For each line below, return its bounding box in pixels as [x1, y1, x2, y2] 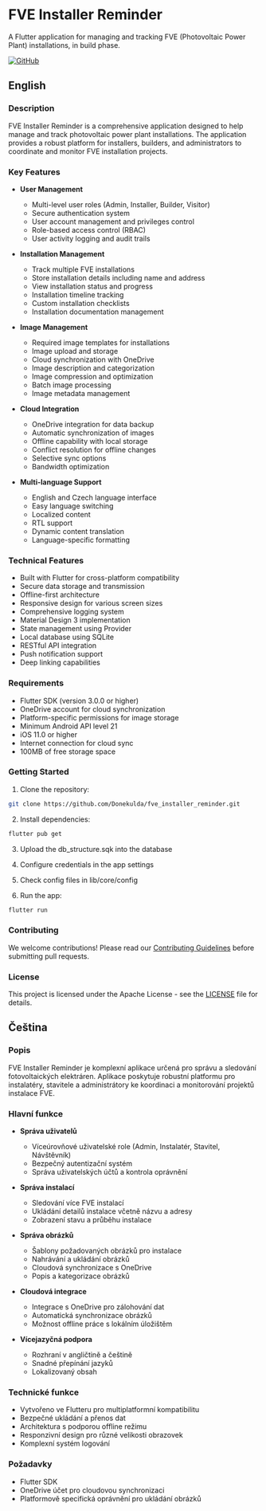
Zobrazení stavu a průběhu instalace [31, 1215, 152, 1225]
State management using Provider [19, 624, 132, 634]
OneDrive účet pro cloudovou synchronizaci [19, 1485, 165, 1495]
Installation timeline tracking [31, 289, 124, 300]
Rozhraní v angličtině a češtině [31, 1350, 133, 1360]
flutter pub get [8, 830, 62, 838]
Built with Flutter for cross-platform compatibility [19, 573, 180, 583]
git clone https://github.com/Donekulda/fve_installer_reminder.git [8, 799, 241, 808]
